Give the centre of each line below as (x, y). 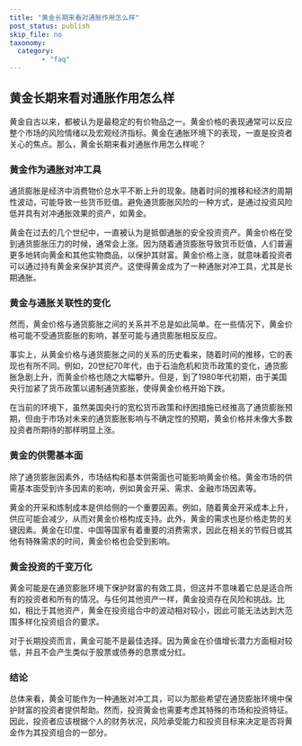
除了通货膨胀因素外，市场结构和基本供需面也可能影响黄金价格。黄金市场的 (147, 477)
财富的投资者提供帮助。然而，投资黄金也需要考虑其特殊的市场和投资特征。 (155, 710)
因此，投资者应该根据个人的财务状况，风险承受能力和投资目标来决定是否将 (147, 722)
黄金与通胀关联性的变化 (60, 303)
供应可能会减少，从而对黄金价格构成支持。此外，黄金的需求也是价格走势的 (147, 518)
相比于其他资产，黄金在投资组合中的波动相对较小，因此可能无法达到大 (155, 610)
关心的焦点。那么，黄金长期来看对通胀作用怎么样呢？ (108, 144)
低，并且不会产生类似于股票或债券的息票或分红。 (100, 652)
